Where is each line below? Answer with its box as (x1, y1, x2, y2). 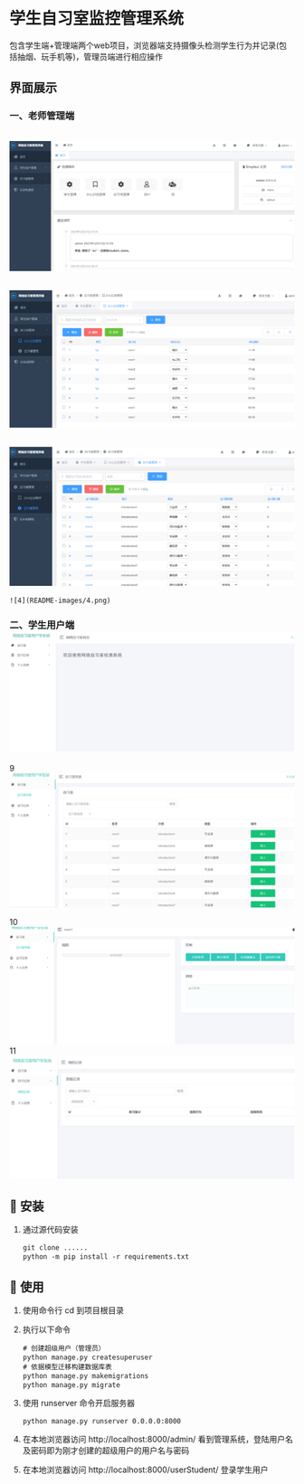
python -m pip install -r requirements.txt (22, 1252, 190, 1262)
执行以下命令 (22, 1324, 71, 1335)
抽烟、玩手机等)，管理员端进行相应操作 (16, 51, 164, 61)
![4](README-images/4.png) (9, 596, 111, 605)
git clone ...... (22, 1243, 89, 1252)
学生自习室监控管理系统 (9, 8, 185, 29)
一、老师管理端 (9, 109, 75, 122)
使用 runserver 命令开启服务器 (22, 1398, 136, 1409)
